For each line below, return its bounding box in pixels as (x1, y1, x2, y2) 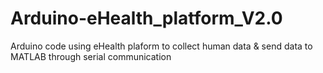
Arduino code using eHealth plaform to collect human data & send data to (10, 40, 313, 52)
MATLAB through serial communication (10, 50, 172, 62)
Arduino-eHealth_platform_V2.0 (10, 7, 283, 30)
